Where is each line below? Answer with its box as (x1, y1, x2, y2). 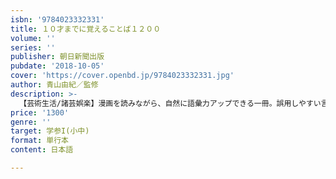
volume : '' (10, 33, 56, 43)
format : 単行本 (10, 136, 69, 146)
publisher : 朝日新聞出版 (10, 52, 105, 62)
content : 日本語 (10, 145, 74, 155)
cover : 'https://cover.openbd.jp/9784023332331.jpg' (10, 71, 235, 81)
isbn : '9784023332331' (10, 14, 105, 25)
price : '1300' (10, 107, 70, 118)
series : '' (10, 42, 56, 53)
